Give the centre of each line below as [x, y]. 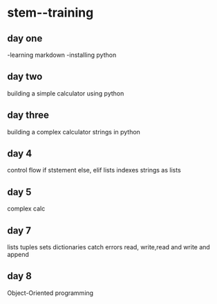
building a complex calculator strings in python [74, 132]
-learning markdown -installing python [62, 55]
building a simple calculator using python [66, 93]
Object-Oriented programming [50, 293]
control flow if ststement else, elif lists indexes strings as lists [94, 170]
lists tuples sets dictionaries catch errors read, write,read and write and [109, 247]
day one [25, 38]
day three [28, 115]
